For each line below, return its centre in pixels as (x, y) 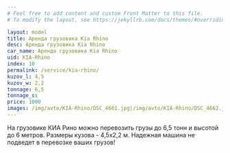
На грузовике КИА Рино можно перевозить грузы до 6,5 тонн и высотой (113, 128)
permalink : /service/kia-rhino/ (53, 70)
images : (18, 109)
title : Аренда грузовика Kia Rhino (58, 38)
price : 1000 (24, 102)
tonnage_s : (23, 96)
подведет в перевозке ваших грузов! (61, 142)
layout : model (27, 32)
